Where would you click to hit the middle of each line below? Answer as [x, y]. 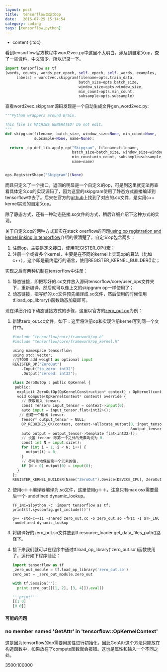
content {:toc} [27, 42]
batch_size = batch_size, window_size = [111, 152]
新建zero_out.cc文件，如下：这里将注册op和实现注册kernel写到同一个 [83, 321]
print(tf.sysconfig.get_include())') [51, 510]
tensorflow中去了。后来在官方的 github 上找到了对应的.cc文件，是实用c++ [80, 197]
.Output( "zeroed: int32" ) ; [49, 374]
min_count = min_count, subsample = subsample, [118, 157]
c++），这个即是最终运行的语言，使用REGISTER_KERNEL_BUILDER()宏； [86, 260]
